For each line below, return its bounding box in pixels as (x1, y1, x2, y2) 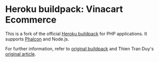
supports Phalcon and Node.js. (5, 36, 69, 42)
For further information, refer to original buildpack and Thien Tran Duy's (5, 45, 154, 51)
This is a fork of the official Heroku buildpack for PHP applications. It (5, 30, 147, 36)
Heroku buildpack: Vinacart (5, 3, 123, 15)
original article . (5, 51, 36, 57)
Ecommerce (5, 14, 57, 25)
